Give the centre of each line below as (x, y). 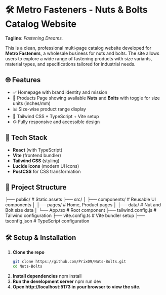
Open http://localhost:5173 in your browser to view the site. (76, 286)
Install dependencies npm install (47, 276)
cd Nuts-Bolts (27, 267)
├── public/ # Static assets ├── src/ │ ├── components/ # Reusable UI (80, 199)
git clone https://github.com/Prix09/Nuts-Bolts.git (69, 262)
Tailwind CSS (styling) (36, 161)
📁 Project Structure (36, 187)
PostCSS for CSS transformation (47, 171)
